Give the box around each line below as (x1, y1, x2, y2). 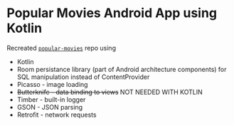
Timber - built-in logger (16, 95, 86, 104)
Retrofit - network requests (16, 110, 97, 119)
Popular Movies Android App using (6, 5, 218, 21)
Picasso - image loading (16, 80, 88, 88)
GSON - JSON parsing (16, 103, 83, 111)
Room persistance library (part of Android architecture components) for (16, 65, 227, 73)
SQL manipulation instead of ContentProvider (16, 73, 150, 81)
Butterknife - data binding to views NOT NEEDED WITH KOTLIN (16, 88, 203, 96)
